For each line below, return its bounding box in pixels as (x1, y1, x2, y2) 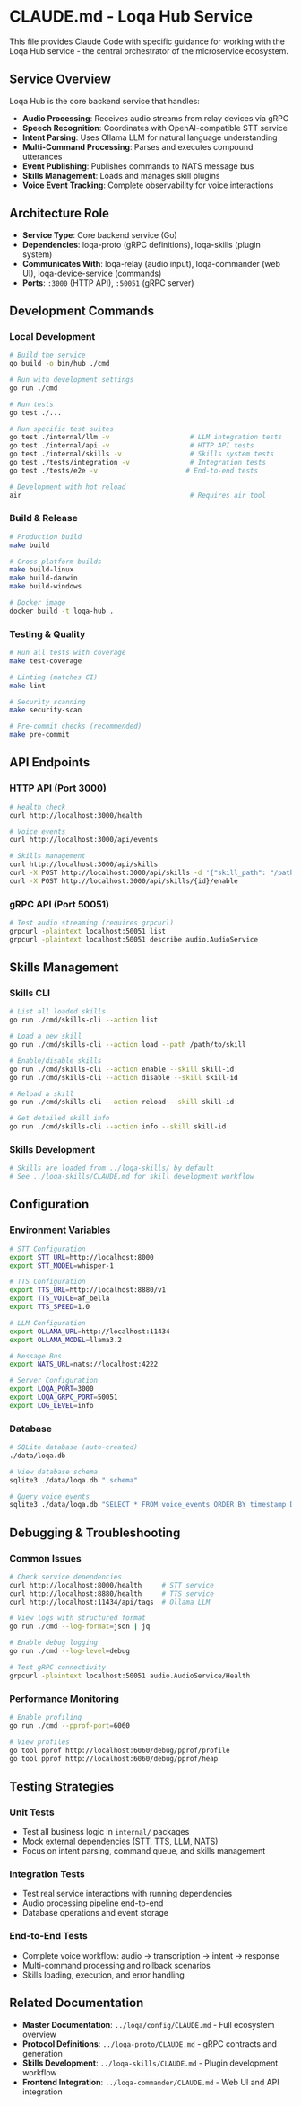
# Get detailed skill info (9, 1114, 110, 1123)
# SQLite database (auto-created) (9, 1443, 139, 1452)
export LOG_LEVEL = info (9, 1401, 94, 1410)
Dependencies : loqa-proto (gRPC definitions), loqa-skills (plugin (21, 239, 262, 250)
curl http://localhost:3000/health (9, 810, 142, 819)
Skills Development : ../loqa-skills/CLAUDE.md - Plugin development (21, 2057, 279, 2068)
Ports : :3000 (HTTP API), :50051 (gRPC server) (21, 277, 194, 288)
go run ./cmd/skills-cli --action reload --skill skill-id (9, 1098, 235, 1107)
